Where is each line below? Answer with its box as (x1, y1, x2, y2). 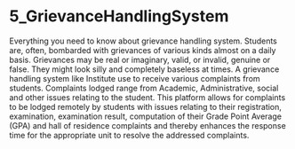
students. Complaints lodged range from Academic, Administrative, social (9, 82, 279, 93)
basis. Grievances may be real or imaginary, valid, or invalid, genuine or (9, 54, 271, 65)
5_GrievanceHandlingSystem (9, 6, 229, 27)
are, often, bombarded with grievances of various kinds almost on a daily (9, 44, 276, 55)
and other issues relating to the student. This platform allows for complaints (9, 91, 286, 103)
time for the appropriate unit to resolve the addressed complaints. (9, 129, 250, 140)
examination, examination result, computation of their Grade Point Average (9, 111, 283, 122)
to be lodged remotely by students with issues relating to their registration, (9, 101, 283, 112)
